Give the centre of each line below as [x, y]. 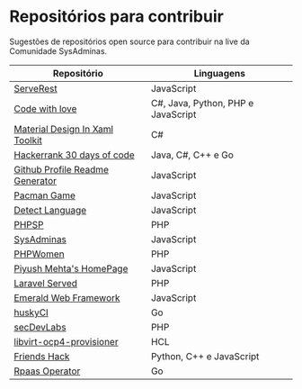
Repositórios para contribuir [117, 17]
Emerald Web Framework [67, 297]
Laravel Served [46, 283]
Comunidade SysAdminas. [58, 50]
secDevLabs [40, 327]
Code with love [45, 108]
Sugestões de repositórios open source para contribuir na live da [129, 41]
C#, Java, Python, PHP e [203, 103]
